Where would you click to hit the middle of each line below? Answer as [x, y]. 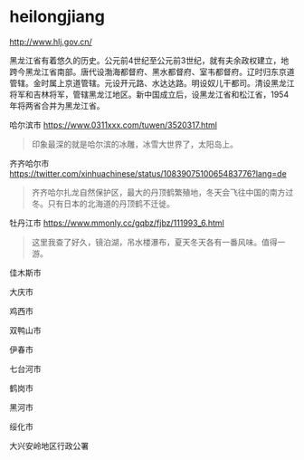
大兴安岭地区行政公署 [49, 446]
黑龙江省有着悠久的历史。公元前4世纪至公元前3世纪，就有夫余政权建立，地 [149, 60]
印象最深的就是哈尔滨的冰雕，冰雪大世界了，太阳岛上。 [134, 144]
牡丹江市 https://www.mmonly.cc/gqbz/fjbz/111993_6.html [117, 223]
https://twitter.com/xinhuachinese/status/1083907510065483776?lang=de [148, 173]
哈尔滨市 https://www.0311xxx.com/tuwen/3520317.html [113, 125]
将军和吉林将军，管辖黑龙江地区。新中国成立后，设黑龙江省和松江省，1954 [149, 94]
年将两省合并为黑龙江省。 [57, 105]
